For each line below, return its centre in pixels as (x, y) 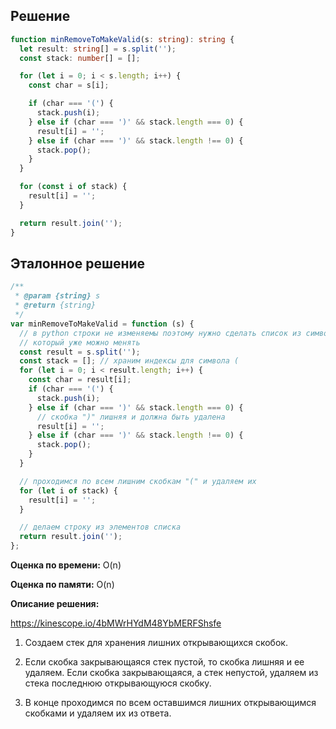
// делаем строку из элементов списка (100, 527)
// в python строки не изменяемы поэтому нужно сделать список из (160, 333)
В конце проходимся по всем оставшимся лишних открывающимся (170, 702)
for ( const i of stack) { (73, 187)
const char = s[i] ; (69, 85)
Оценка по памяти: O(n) (62, 584)
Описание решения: (55, 603)
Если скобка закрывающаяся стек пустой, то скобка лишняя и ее (164, 662)
